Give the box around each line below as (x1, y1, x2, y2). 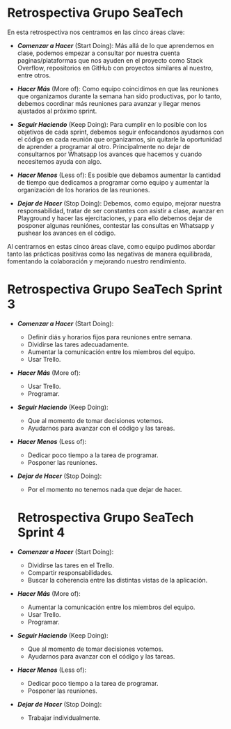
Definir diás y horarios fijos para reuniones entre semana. (27, 332, 193, 341)
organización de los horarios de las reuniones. (17, 185, 150, 194)
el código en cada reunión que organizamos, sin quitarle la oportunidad (17, 135, 223, 144)
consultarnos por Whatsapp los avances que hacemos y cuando (17, 150, 202, 158)
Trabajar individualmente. (27, 713, 101, 722)
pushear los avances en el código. (17, 229, 116, 237)
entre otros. (17, 71, 51, 79)
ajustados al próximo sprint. (17, 107, 97, 115)
